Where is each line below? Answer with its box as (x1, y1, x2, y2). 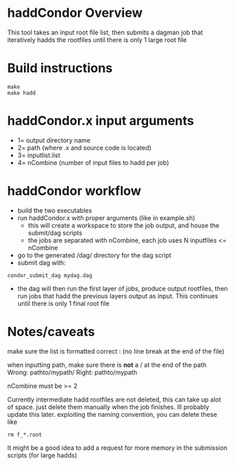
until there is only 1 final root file (17, 299, 110, 307)
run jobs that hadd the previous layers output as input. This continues (17, 291, 219, 300)
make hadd (7, 89, 36, 96)
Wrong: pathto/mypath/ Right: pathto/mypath (7, 368, 137, 376)
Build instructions (7, 60, 113, 76)
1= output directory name (17, 135, 91, 145)
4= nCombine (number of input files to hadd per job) (17, 158, 170, 166)
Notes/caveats (7, 324, 95, 340)
